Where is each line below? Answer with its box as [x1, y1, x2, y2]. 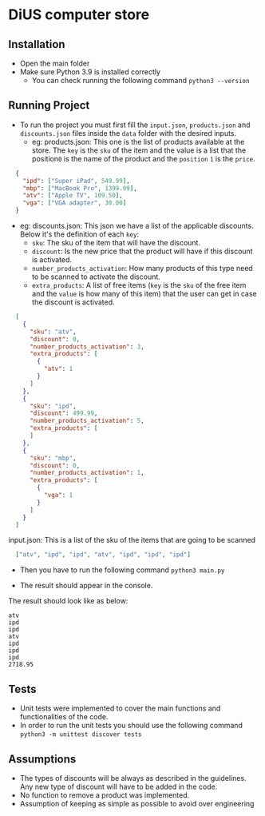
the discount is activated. [31, 297, 115, 307]
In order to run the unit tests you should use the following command [19, 721, 243, 730]
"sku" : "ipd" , [29, 402, 77, 410]
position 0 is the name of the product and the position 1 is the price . [31, 153, 255, 163]
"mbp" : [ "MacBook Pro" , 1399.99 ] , [22, 184, 137, 193]
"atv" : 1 [43, 365, 73, 373]
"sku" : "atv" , [29, 328, 77, 336]
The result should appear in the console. [19, 581, 153, 591]
